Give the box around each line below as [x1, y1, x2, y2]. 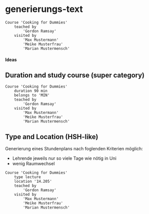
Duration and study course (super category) [5, 71, 145, 79]
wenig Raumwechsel [12, 161, 55, 167]
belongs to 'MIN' [14, 93, 50, 98]
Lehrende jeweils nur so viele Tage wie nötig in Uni [12, 155, 117, 161]
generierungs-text [5, 3, 83, 15]
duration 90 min [14, 89, 48, 94]
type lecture [14, 175, 41, 180]
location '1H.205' [14, 179, 52, 184]
